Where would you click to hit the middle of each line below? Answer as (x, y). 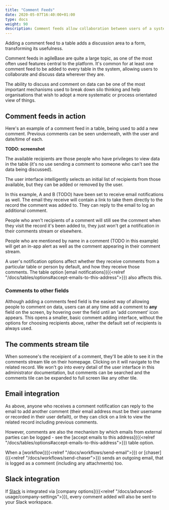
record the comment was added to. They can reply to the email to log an (80, 205)
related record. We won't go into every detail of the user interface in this (80, 367)
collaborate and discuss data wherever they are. (55, 74)
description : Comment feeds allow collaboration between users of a (78, 29)
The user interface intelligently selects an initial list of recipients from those (83, 179)
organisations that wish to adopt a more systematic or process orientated (81, 95)
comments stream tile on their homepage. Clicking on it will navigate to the (82, 362)
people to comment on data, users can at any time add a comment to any (81, 307)
